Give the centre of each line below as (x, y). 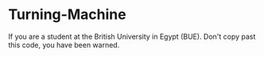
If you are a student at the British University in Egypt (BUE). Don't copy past (132, 36)
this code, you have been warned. (64, 44)
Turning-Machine (67, 15)
